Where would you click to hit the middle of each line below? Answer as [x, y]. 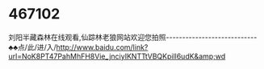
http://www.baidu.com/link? [102, 47]
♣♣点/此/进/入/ [32, 47]
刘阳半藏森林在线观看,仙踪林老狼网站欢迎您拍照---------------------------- [133, 37]
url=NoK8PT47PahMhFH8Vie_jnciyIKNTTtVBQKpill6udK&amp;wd [117, 56]
